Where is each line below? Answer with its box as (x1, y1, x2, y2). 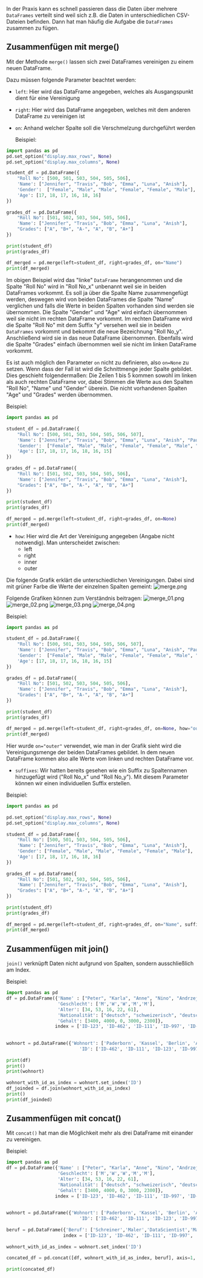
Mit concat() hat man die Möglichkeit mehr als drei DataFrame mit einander (6, 1129, 193, 1137)
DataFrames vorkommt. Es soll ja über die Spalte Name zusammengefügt (6, 289, 188, 297)
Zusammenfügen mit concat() (6, 1113, 122, 1124)
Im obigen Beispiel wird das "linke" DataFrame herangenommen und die (6, 277, 183, 284)
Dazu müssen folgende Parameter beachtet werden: (6, 76, 137, 84)
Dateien (6, 18, 26, 25)
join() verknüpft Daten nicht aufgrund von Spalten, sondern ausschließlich (6, 960, 194, 967)
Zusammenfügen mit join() (6, 944, 109, 954)
